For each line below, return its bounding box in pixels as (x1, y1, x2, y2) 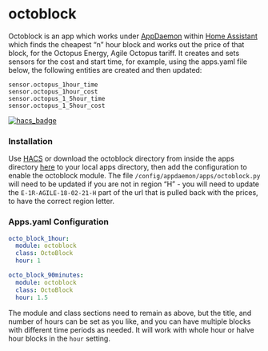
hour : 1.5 (15, 293, 48, 301)
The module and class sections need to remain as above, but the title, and (8, 308, 252, 317)
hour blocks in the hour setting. (8, 333, 110, 343)
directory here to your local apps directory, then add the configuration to (8, 162, 248, 172)
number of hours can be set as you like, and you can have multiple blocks (8, 317, 251, 326)
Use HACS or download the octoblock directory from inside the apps (8, 154, 234, 164)
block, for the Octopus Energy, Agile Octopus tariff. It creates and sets (8, 48, 240, 58)
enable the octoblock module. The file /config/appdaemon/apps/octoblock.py (8, 171, 261, 181)
